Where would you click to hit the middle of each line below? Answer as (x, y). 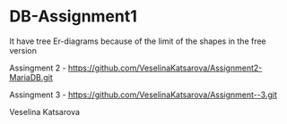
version (23, 50)
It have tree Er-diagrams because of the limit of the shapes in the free (138, 41)
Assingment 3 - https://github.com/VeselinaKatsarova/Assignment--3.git (143, 95)
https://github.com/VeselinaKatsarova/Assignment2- (165, 68)
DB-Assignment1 (73, 17)
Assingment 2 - (38, 68)
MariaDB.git (31, 77)
